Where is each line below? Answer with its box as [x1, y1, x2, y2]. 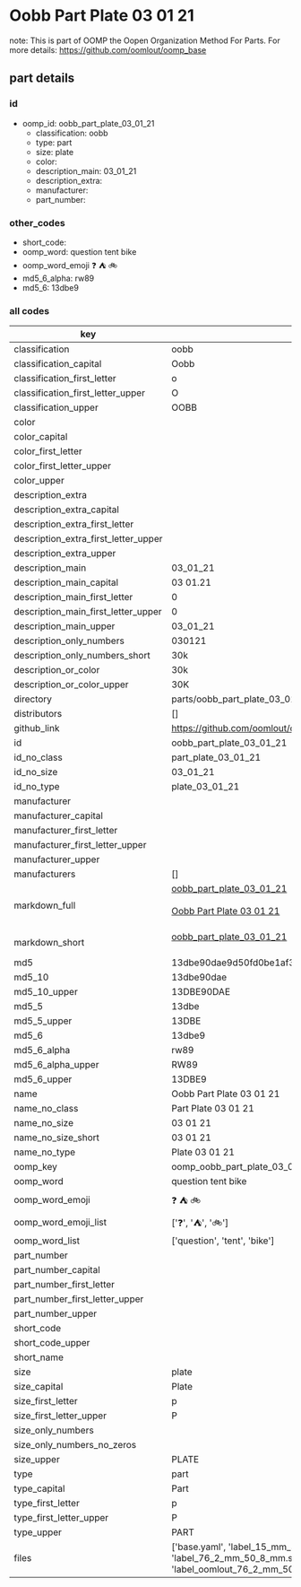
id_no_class [13, 751, 63, 763]
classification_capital [13, 358, 102, 371]
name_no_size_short [13, 1131, 100, 1144]
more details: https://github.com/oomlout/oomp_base [9, 44, 207, 55]
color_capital [13, 431, 68, 443]
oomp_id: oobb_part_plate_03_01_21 [21, 118, 155, 128]
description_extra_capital [13, 503, 119, 516]
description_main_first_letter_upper [13, 606, 163, 618]
